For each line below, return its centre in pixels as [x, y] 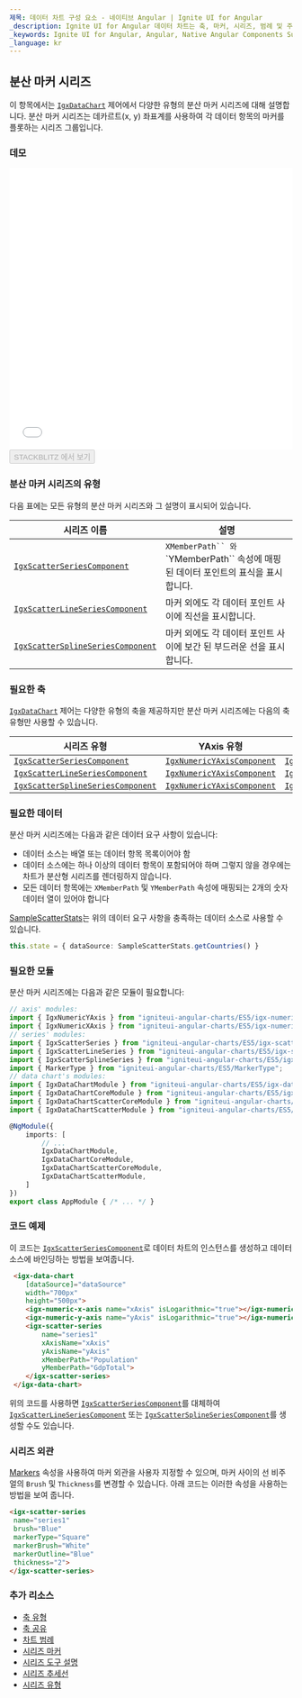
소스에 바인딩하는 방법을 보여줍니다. [72, 1258]
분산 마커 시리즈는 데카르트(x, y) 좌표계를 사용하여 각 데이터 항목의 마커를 [156, 116]
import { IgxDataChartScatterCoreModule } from [100, 1102]
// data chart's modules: [58, 1076]
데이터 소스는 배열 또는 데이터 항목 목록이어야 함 [106, 854]
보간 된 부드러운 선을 [225, 647]
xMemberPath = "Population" [90, 1360]
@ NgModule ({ [31, 1126]
